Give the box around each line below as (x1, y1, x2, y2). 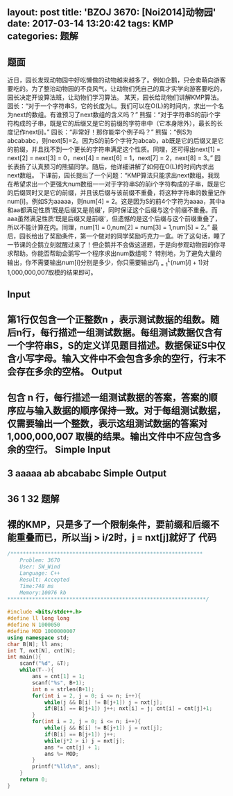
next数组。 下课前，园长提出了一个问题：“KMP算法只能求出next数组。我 (7, 171, 214, 180)
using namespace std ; (7, 634, 70, 641)
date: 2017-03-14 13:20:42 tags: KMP (7, 18, 174, 30)
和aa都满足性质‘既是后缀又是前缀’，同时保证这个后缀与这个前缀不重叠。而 (7, 206, 218, 214)
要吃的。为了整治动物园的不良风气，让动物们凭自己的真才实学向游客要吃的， (7, 85, 226, 93)
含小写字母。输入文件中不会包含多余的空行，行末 (7, 353, 217, 365)
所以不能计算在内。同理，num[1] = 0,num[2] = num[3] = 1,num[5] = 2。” (7, 223, 210, 232)
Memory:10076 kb (19, 589, 67, 596)
